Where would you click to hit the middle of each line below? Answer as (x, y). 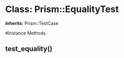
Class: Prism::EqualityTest (62, 9)
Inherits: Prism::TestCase (32, 23)
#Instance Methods (26, 33)
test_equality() (29, 49)
